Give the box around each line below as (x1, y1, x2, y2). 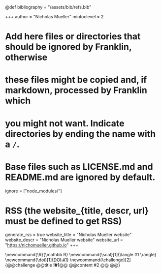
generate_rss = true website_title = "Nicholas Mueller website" (5, 232, 132, 238)
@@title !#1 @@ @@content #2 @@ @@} (36, 262, 121, 268)
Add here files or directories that (5, 31, 141, 42)
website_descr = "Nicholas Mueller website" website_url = (5, 237, 123, 243)
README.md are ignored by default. (5, 172, 156, 182)
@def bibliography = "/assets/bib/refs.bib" (5, 4, 92, 10)
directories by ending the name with (5, 128, 156, 139)
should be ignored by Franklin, (5, 41, 132, 53)
